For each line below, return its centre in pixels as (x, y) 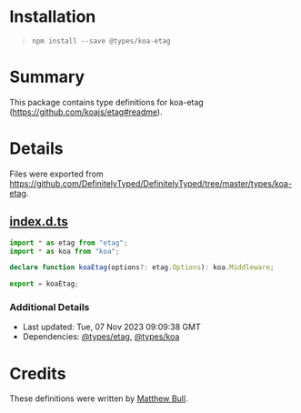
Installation (53, 17)
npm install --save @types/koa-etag (101, 41)
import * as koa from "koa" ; (65, 251)
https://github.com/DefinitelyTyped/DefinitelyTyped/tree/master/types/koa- (151, 183)
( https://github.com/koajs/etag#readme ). (86, 112)
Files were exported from (56, 174)
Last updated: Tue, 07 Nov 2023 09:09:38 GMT (112, 327)
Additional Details (50, 307)
